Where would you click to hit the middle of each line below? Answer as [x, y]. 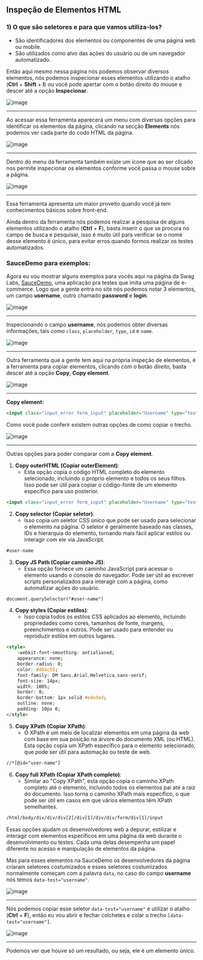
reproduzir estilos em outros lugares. [70, 636]
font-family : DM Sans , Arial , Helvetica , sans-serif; [82, 675]
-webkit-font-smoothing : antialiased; [66, 653]
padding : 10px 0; [39, 709]
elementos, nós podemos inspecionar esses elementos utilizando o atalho [98, 77]
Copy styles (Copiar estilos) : [52, 611]
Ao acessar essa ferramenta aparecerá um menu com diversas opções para [101, 120]
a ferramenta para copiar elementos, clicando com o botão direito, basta [96, 366]
